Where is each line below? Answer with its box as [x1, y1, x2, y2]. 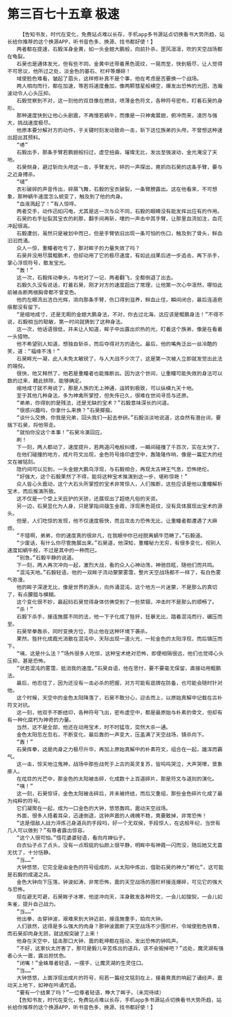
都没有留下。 [12, 303, 44, 311]
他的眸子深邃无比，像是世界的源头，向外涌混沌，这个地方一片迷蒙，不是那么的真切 [16, 583, 218, 590]
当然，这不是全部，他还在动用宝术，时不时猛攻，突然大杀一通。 [16, 724, 172, 730]
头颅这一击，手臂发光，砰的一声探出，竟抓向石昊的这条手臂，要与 [62, 164, 223, 171]
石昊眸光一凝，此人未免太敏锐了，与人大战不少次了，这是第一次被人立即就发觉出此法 [16, 355, 223, 362]
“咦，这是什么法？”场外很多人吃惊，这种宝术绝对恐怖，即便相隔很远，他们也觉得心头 [16, 650, 224, 657]
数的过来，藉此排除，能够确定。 [7, 377, 85, 384]
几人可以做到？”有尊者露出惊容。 [7, 827, 88, 834]
